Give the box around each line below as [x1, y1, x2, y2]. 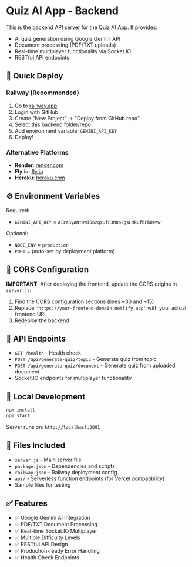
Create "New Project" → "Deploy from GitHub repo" [14, 114, 140, 122]
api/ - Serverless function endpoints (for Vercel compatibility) [14, 475, 165, 482]
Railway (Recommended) [6, 89, 79, 97]
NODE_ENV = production [14, 241, 69, 248]
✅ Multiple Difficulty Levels [14, 534, 80, 541]
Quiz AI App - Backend [6, 4, 119, 18]
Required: [6, 207, 30, 214]
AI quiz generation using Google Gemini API [14, 35, 121, 42]
